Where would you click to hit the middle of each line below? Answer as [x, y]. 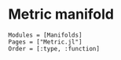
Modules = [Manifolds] [45, 35]
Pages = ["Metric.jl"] [45, 42]
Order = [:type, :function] [54, 48]
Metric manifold [61, 14]
